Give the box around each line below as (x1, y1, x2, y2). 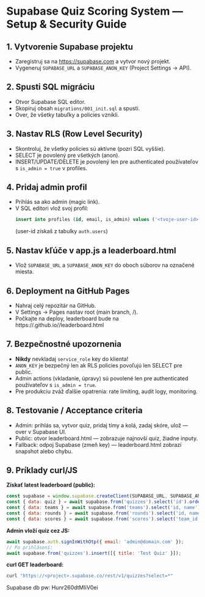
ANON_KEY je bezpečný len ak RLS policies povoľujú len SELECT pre (15, 361, 182, 369)
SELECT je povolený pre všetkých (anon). (15, 151, 120, 159)
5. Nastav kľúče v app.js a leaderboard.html (6, 245, 176, 256)
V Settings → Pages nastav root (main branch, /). (15, 308, 138, 316)
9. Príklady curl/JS (6, 465, 78, 476)
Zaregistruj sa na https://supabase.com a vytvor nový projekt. (15, 58, 171, 65)
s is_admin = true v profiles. (15, 164, 87, 172)
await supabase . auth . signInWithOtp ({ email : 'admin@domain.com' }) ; (6, 538, 184, 545)
